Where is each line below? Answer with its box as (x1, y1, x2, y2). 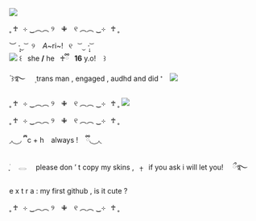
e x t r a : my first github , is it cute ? (9, 186, 128, 195)
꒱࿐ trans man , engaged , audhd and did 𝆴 (10, 73, 163, 83)
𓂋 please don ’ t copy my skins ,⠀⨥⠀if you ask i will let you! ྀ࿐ (18, 162, 248, 172)
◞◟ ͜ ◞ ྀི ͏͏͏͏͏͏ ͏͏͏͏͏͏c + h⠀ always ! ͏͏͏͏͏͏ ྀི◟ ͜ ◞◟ (9, 136, 102, 144)
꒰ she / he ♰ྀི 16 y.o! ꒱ (19, 53, 107, 63)
